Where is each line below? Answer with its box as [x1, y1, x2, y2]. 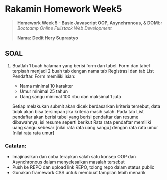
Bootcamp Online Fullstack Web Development [17, 25, 112, 31]
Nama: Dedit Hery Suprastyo [17, 35, 78, 41]
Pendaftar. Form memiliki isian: [12, 73, 76, 79]
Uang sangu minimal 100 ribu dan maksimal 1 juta [19, 93, 121, 99]
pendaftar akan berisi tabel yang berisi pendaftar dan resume [12, 114, 139, 120]
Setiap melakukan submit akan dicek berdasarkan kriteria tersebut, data [12, 103, 161, 109]
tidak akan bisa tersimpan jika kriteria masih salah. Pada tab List [12, 108, 144, 114]
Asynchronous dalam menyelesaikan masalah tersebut [12, 159, 125, 165]
